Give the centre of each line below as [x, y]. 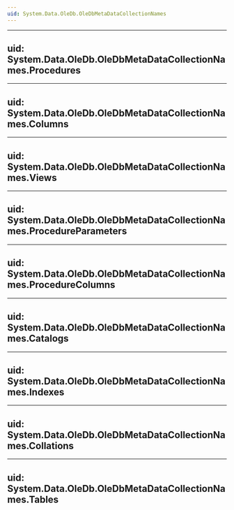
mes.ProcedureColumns [61, 285]
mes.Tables [33, 499]
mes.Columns [38, 124]
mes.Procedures [44, 71]
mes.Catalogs [38, 338]
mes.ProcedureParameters [67, 231]
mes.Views [32, 178]
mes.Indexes [36, 392]
